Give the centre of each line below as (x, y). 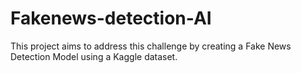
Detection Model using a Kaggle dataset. (94, 56)
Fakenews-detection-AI (111, 18)
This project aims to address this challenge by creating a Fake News (151, 46)
